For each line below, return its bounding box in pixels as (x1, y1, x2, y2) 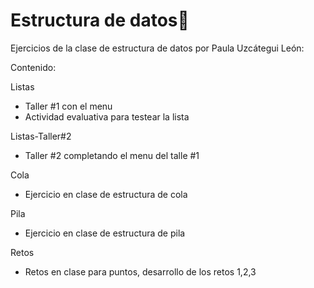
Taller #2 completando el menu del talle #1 (24, 149, 200, 161)
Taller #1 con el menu (24, 100, 113, 112)
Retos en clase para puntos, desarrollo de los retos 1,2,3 (24, 265, 257, 278)
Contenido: (10, 61, 57, 73)
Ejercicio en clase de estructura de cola (24, 188, 188, 200)
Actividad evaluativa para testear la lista (24, 110, 190, 123)
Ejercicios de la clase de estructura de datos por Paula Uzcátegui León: (10, 42, 305, 54)
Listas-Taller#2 (10, 130, 72, 142)
